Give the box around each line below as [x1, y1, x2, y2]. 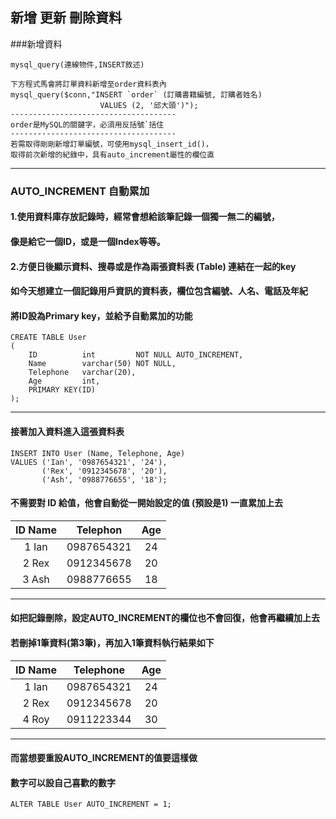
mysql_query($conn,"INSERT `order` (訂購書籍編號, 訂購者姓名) [10, 89, 263, 100]
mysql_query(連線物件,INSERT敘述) [10, 59, 145, 70]
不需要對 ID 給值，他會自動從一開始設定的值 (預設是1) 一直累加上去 [10, 497, 283, 509]
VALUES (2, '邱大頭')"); [99, 100, 199, 110]
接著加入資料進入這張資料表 [10, 425, 125, 437]
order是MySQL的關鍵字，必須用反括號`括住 [10, 119, 165, 130]
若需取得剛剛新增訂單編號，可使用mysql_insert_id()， [10, 139, 213, 149]
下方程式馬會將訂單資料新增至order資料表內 [10, 79, 167, 89]
